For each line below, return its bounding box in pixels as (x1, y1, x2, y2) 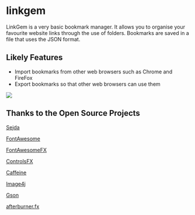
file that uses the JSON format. (6, 36, 81, 43)
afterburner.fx (6, 203, 40, 210)
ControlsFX (6, 157, 33, 164)
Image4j (6, 180, 26, 187)
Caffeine (6, 169, 27, 176)
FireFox (14, 74, 33, 81)
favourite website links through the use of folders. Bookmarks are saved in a (6, 29, 190, 36)
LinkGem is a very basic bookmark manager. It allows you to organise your (6, 23, 186, 30)
